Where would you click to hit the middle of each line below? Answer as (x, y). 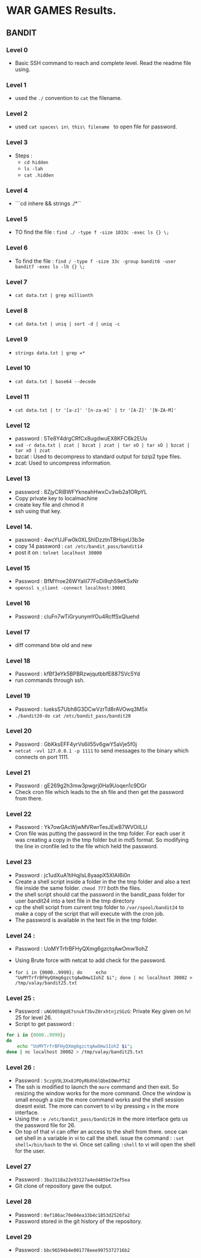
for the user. (30, 1151)
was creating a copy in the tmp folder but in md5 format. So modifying (102, 840)
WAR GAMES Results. (61, 11)
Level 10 (19, 368)
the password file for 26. (45, 1125)
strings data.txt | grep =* (50, 353)
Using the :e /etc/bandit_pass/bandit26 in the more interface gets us (101, 1119)
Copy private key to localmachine (56, 498)
